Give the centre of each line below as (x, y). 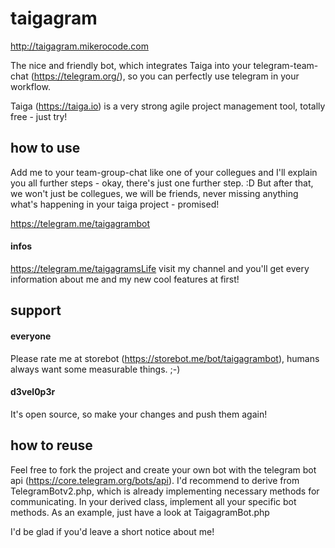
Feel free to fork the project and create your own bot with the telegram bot (163, 469)
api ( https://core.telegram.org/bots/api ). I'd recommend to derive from (155, 480)
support (36, 310)
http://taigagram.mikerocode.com (79, 46)
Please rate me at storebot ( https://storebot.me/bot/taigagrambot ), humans (165, 358)
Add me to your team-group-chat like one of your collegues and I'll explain (164, 172)
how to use (45, 148)
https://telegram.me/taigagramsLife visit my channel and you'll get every (160, 268)
